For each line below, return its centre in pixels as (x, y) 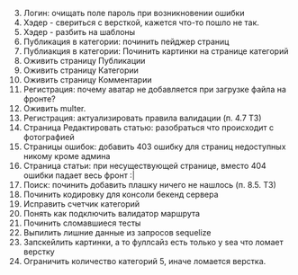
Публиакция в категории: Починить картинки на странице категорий (156, 51)
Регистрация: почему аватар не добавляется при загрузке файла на (155, 89)
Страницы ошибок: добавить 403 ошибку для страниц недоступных (154, 146)
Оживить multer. (54, 108)
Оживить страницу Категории (81, 70)
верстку (39, 252)
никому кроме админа (67, 156)
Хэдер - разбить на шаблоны (79, 32)
